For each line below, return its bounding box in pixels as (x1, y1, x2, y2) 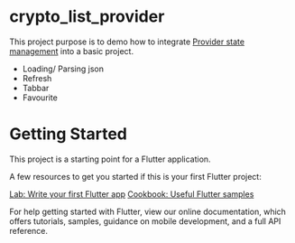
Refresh (22, 72, 52, 83)
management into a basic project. (9, 45, 134, 56)
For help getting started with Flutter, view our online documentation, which (9, 206, 287, 217)
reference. (9, 225, 48, 236)
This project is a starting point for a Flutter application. (9, 154, 211, 164)
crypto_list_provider (9, 6, 165, 27)
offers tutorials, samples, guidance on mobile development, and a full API (9, 215, 281, 227)
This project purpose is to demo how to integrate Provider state (9, 36, 245, 47)
